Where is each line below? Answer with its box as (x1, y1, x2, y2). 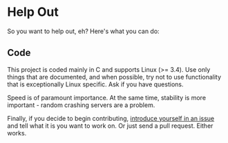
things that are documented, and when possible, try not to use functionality (7, 73, 222, 81)
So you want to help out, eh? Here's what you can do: (7, 27, 160, 35)
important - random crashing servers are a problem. (7, 101, 155, 109)
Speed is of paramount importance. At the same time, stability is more (7, 93, 206, 102)
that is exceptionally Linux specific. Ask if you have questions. (7, 80, 184, 88)
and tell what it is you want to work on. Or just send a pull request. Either (7, 122, 213, 130)
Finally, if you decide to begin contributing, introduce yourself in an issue (7, 114, 215, 122)
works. (7, 128, 27, 137)
